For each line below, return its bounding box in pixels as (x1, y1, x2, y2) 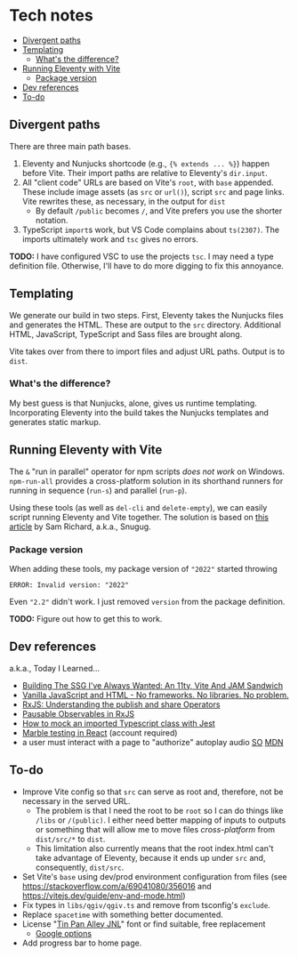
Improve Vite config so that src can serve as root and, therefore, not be (21, 786, 284, 797)
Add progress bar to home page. (21, 937, 142, 948)
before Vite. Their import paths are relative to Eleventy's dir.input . (21, 167, 269, 178)
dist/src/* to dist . (35, 833, 106, 844)
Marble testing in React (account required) (21, 727, 178, 738)
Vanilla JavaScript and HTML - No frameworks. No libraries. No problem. (21, 689, 289, 700)
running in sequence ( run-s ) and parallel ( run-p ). (9, 485, 188, 495)
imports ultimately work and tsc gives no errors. (21, 233, 198, 245)
